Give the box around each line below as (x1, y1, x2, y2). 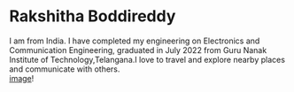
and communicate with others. (9, 64, 120, 74)
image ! (9, 73, 35, 83)
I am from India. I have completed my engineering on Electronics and (9, 35, 260, 46)
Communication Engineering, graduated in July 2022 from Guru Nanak (9, 44, 267, 55)
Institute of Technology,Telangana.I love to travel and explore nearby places (9, 54, 286, 65)
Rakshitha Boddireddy (9, 6, 176, 27)
